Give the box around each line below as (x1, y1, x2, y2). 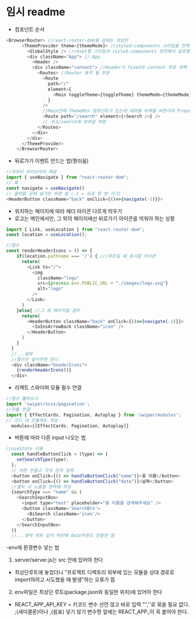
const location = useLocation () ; (6, 232, 87, 238)
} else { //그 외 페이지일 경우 (16, 307, 80, 313)
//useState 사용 (6, 446, 43, 452)
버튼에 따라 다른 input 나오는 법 (14, 434, 86, 441)
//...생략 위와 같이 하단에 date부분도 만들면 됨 (11, 533, 115, 539)
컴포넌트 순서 (14, 26, 45, 33)
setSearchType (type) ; (16, 457, 69, 463)
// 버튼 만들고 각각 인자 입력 (11, 467, 74, 473)
